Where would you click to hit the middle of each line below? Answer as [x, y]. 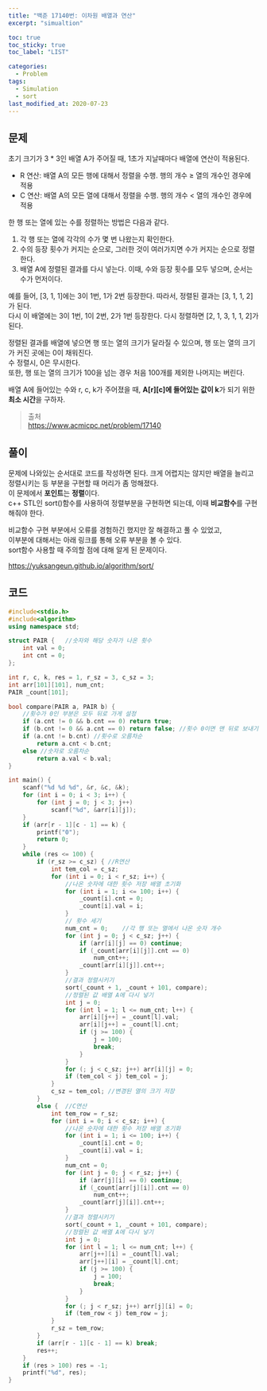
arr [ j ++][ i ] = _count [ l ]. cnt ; [129, 1262]
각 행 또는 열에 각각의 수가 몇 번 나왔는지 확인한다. [97, 239]
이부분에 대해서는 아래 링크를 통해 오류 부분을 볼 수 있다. [95, 540]
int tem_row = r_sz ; [85, 1113]
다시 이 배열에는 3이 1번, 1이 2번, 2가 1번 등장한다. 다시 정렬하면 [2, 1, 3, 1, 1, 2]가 [133, 316]
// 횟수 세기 [83, 921]
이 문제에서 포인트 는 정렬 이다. [54, 493]
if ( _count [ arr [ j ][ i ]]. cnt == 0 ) [135, 1188]
